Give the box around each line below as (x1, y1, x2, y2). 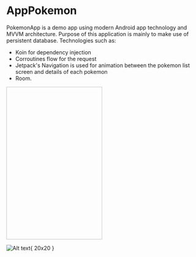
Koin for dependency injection (15, 48, 92, 56)
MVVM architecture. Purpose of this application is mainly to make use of (6, 30, 189, 37)
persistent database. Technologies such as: (6, 37, 116, 44)
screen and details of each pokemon (15, 68, 108, 75)
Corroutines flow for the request (15, 55, 97, 62)
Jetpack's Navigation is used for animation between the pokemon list (15, 62, 190, 69)
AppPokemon (6, 4, 77, 18)
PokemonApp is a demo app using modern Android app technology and (6, 24, 187, 31)
